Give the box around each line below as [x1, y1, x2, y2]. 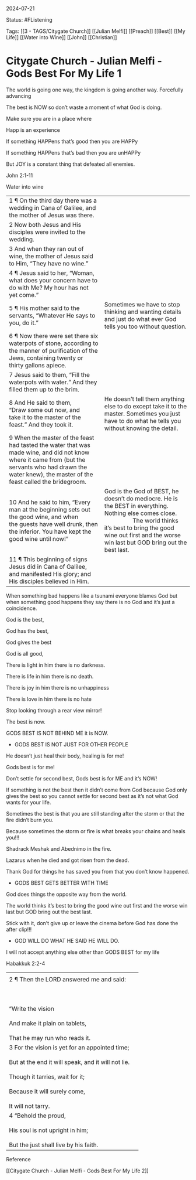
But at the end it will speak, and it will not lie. [9, 1058, 130, 1066]
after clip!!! [6, 926, 32, 933]
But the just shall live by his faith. [9, 1141, 99, 1149]
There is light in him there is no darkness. [6, 661, 106, 669]
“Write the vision [9, 1004, 54, 1012]
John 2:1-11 [6, 172, 33, 179]
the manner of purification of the [9, 346, 98, 354]
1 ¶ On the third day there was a [9, 196, 97, 204]
